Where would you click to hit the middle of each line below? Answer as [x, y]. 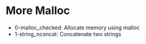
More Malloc [38, 11]
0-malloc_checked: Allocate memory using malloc [77, 28]
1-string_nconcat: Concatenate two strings [68, 34]
